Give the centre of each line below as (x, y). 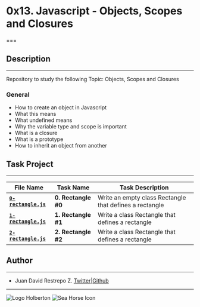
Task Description (144, 188)
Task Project (30, 165)
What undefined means (43, 120)
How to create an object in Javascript (61, 108)
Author (19, 261)
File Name (29, 188)
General (18, 94)
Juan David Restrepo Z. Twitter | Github (62, 280)
